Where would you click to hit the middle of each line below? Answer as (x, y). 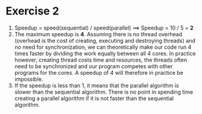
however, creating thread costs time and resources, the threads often (101, 60)
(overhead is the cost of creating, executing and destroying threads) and (105, 40)
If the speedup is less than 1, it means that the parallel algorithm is (96, 85)
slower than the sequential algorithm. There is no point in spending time (104, 92)
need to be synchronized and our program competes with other (93, 66)
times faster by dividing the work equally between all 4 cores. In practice (105, 53)
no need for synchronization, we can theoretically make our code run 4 (103, 47)
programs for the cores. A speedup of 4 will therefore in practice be (99, 72)
